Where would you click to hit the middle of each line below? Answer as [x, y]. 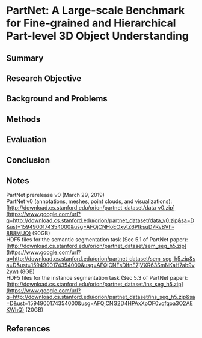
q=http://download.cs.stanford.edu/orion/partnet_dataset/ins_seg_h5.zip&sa [101, 297]
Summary [25, 58]
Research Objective [44, 78]
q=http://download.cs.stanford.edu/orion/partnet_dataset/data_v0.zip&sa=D [100, 220]
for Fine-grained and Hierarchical [91, 23]
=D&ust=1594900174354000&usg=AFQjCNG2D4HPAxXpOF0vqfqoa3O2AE [100, 303]
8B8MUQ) [19, 233]
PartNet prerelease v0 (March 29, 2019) [56, 195]
